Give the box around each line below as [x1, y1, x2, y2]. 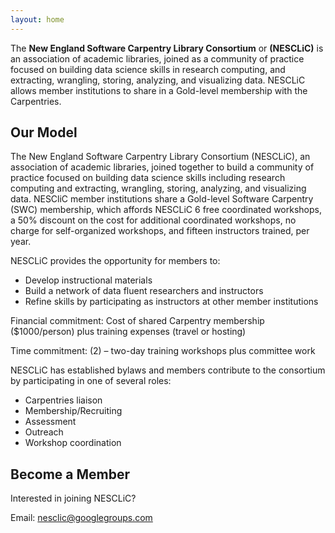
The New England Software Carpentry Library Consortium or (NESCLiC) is [10, 42, 324, 54]
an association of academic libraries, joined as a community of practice [10, 52, 305, 65]
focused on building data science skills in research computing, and [10, 63, 286, 75]
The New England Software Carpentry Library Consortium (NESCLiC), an [10, 151, 311, 163]
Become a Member [10, 466, 130, 483]
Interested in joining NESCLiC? [10, 492, 137, 505]
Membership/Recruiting [24, 405, 123, 417]
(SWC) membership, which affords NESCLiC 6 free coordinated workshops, [10, 204, 322, 216]
